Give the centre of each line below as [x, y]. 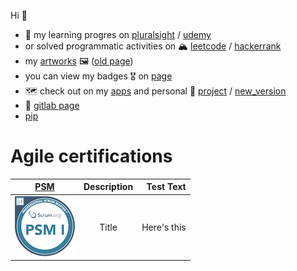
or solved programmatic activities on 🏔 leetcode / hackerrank [153, 46]
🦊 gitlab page [52, 105]
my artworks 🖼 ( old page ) [79, 61]
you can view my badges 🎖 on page [98, 76]
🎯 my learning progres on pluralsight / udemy [118, 34]
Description [108, 187]
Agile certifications [91, 156]
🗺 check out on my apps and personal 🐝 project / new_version [155, 91]
